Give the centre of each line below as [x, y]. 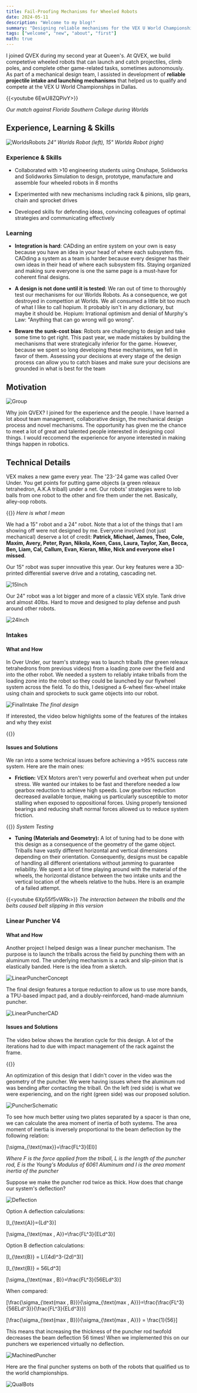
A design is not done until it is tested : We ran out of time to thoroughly [100, 289]
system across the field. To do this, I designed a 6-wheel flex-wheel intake [96, 687]
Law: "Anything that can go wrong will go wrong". [74, 320]
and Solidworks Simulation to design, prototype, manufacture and [94, 176]
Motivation [26, 387]
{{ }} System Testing [30, 827]
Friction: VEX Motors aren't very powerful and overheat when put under [102, 778]
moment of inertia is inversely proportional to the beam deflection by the [94, 1129]
